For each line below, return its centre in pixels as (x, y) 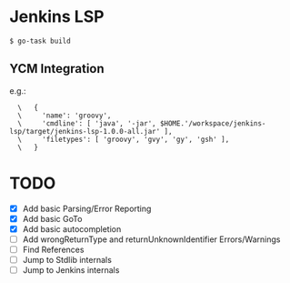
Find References (53, 249)
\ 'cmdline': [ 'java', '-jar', (87, 123)
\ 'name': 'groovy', (65, 116)
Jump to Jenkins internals (71, 270)
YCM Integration (57, 69)
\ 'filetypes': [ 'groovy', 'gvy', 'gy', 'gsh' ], (124, 139)
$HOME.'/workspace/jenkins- (213, 123)
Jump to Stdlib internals (67, 260)
